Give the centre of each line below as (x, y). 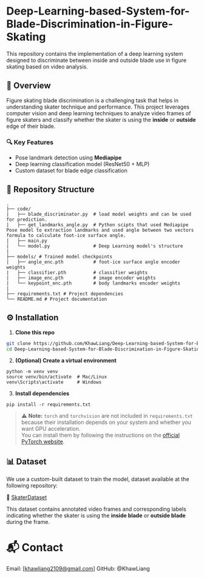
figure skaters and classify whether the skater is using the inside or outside (101, 119)
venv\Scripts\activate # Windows (54, 382)
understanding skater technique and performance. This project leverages (98, 107)
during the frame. (28, 522)
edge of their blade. (31, 126)
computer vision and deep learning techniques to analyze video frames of (99, 113)
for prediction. (27, 220)
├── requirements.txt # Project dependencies (65, 294)
